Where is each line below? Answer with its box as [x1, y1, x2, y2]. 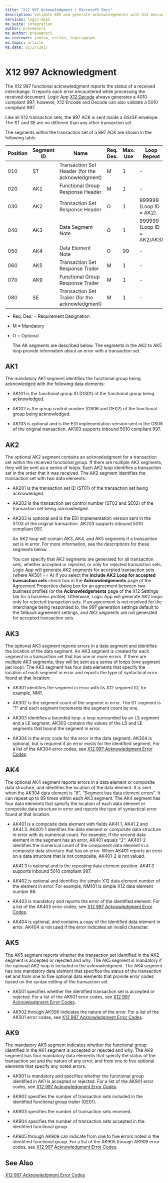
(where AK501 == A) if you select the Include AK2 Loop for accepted [12, 572, 156, 578]
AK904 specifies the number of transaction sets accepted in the [12, 1118, 145, 1124]
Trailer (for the [59, 294, 93, 301]
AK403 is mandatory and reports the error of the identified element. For [12, 898, 160, 904]
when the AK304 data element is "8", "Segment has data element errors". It [5, 790, 161, 796]
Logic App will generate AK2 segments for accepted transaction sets [12, 567, 154, 573]
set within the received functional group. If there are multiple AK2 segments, [5, 460, 162, 466]
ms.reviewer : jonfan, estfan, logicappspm [5, 36, 95, 41]
